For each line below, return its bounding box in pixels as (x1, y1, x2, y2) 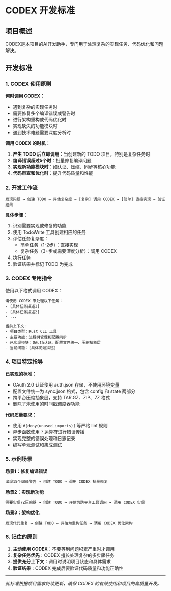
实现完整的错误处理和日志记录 (12, 435, 75, 441)
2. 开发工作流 (5, 184, 38, 191)
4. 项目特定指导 (5, 358, 43, 365)
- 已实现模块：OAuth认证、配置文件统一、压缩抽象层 (5, 340, 101, 345)
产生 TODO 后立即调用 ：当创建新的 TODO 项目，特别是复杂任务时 (12, 151, 151, 157)
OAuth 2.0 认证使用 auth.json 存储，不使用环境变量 (12, 381, 120, 388)
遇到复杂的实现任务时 (12, 104, 58, 110)
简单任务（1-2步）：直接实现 (20, 242, 78, 248)
